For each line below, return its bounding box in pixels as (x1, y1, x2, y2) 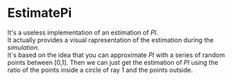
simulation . (7, 43, 40, 51)
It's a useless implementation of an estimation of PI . (7, 28, 158, 37)
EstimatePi (7, 5, 72, 21)
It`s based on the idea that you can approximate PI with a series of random (7, 51, 226, 59)
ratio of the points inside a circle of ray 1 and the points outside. (7, 66, 193, 74)
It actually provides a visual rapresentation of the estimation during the (7, 35, 214, 44)
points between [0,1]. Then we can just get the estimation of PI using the (7, 58, 219, 66)
